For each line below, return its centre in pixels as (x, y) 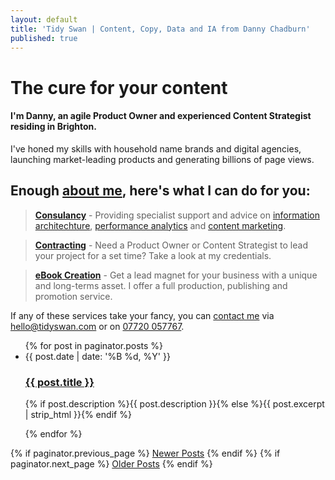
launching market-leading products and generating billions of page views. (162, 159)
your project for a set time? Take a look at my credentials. (153, 255)
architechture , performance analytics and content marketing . (160, 225)
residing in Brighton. (54, 127)
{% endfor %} (53, 433)
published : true (44, 38)
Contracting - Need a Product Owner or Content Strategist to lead (171, 245)
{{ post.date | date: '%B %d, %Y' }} (97, 356)
